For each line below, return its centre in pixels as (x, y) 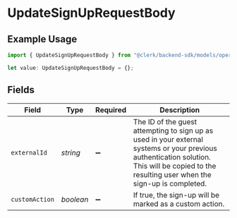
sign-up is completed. (170, 183)
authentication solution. (172, 157)
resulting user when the (172, 174)
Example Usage (42, 39)
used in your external (168, 139)
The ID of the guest (165, 121)
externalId (29, 152)
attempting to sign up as (173, 131)
